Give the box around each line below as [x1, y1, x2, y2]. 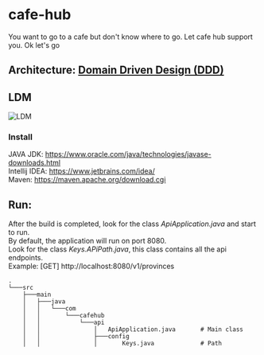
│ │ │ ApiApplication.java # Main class [22, 326, 244, 334]
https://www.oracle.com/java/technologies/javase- [45, 150, 212, 159]
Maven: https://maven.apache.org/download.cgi [8, 175, 166, 185]
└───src [8, 284, 34, 292]
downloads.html [8, 158, 61, 168]
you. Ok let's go [8, 40, 60, 49]
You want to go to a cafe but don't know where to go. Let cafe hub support [8, 32, 253, 41]
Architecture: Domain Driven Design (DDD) [8, 64, 224, 77]
